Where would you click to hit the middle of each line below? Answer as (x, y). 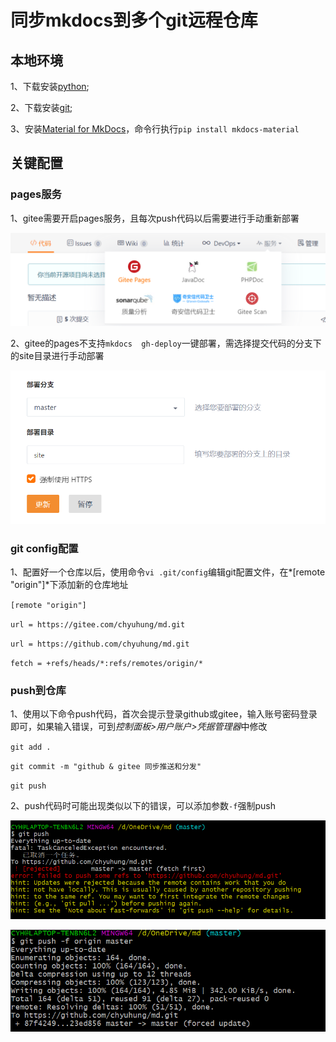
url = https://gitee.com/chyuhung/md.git (98, 625)
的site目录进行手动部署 (57, 356)
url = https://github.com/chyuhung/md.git (100, 644)
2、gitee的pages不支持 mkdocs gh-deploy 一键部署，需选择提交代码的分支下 (166, 343)
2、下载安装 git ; (41, 107)
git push (28, 786)
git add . (31, 747)
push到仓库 (38, 691)
